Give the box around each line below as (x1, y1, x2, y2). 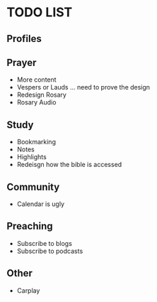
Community (6, 180, 60, 193)
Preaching (6, 220, 54, 232)
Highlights (16, 153, 47, 161)
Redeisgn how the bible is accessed (16, 161, 122, 169)
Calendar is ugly (16, 200, 65, 208)
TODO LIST (6, 4, 73, 21)
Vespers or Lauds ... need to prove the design (16, 83, 150, 92)
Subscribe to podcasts (16, 247, 83, 255)
